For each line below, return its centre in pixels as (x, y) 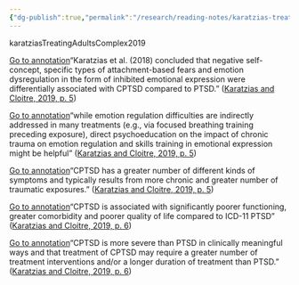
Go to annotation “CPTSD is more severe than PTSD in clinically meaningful (146, 242)
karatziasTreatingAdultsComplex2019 (77, 43)
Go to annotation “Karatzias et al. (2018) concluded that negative (127, 60)
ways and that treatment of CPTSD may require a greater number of (133, 252)
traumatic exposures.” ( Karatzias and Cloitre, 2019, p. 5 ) (112, 189)
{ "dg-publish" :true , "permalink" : (71, 17)
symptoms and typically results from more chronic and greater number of (144, 180)
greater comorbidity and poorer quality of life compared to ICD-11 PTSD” (142, 216)
